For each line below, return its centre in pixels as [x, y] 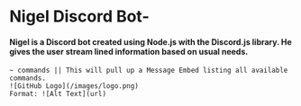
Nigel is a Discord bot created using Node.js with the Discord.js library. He [151, 41]
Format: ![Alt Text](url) [58, 94]
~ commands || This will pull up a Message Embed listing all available [149, 71]
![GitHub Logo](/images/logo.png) [74, 86]
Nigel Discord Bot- [80, 17]
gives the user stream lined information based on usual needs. [129, 51]
